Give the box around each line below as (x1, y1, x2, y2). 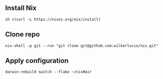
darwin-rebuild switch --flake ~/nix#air (5, 70, 92, 75)
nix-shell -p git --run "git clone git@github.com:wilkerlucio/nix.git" (5, 43, 159, 48)
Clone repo (5, 30, 40, 39)
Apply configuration (5, 56, 69, 65)
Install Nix (5, 4, 37, 12)
